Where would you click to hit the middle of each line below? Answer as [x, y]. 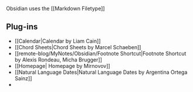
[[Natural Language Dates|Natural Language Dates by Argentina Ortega [101, 72]
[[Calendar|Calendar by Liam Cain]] [57, 41]
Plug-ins [22, 27]
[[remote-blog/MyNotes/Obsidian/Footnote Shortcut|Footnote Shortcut [100, 53]
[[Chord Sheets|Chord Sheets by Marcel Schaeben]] [78, 47]
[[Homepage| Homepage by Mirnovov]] [62, 66]
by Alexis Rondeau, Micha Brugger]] [58, 59]
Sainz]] [23, 78]
